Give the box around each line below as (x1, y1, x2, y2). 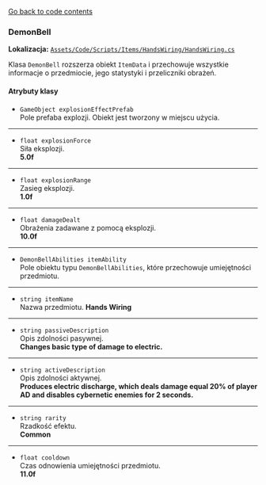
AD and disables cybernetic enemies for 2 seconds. (19, 390, 194, 399)
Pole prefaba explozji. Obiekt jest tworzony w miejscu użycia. (19, 113, 220, 122)
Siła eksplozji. (19, 143, 65, 153)
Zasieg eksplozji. (19, 183, 75, 193)
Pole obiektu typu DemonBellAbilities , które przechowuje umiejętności (19, 262, 252, 272)
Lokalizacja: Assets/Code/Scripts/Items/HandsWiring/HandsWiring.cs (8, 44, 235, 54)
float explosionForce (19, 136, 91, 145)
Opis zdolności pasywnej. (19, 333, 104, 343)
